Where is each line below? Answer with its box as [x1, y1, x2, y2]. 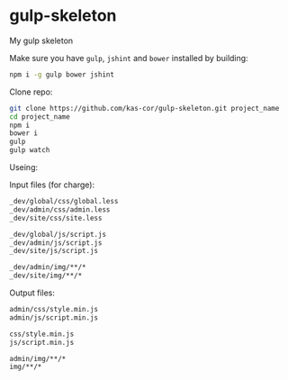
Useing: [9, 162, 39, 173]
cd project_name [9, 112, 70, 122]
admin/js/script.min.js [9, 312, 99, 322]
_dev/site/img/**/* [9, 271, 83, 280]
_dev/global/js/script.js [9, 230, 106, 239]
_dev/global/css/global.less [9, 197, 119, 206]
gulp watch [9, 146, 50, 155]
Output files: [9, 287, 56, 298]
